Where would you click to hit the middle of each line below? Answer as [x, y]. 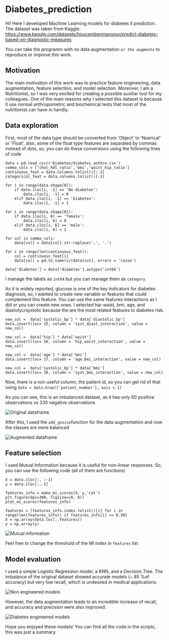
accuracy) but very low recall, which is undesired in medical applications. [81, 582]
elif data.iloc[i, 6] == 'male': [49, 225]
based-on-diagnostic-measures [38, 39]
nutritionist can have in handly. [37, 109]
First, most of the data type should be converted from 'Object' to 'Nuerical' [83, 138]
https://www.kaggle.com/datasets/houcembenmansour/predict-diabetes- [82, 34]
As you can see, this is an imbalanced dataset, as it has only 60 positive [80, 397]
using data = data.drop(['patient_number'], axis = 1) [64, 387]
